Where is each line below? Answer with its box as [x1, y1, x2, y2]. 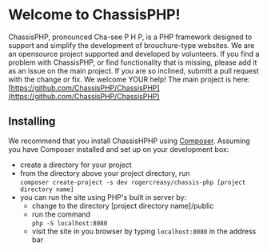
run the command [31, 209, 90, 219]
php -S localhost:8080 [31, 219, 108, 227]
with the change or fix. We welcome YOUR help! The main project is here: [8, 74, 250, 84]
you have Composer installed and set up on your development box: [8, 144, 229, 153]
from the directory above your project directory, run [19, 168, 190, 177]
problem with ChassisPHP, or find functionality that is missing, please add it [8, 58, 257, 67]
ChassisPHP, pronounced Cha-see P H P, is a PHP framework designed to [8, 32, 253, 42]
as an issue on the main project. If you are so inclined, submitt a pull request [8, 66, 259, 75]
